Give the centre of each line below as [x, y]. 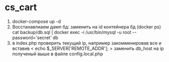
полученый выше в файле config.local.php [58, 54]
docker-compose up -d [37, 21]
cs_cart [21, 7]
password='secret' [32, 38]
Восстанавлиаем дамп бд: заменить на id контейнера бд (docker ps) [87, 26]
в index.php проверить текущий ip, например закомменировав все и [87, 43]
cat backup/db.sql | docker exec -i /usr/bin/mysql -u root [72, 32]
